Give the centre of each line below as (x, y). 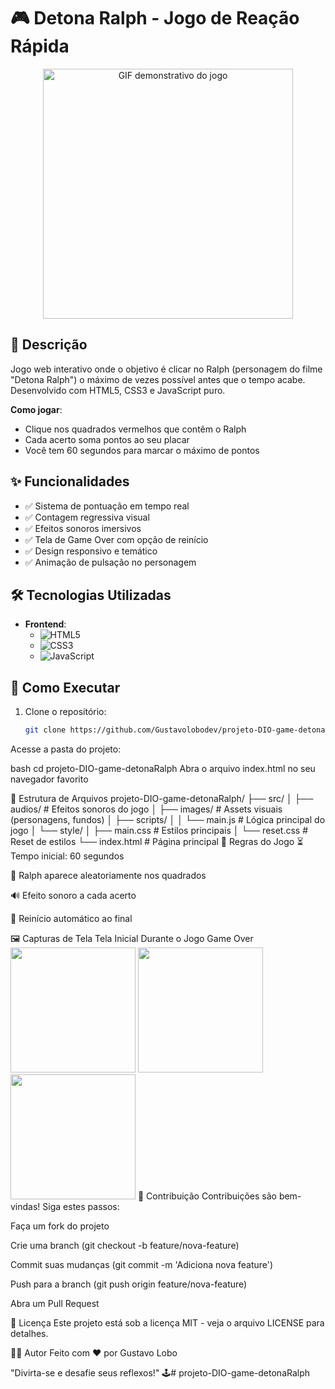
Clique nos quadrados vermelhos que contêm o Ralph (135, 429)
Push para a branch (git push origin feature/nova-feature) (129, 1284)
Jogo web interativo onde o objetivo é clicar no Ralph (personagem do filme (166, 369)
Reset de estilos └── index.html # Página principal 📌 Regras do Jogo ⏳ (157, 842)
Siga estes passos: (81, 1207)
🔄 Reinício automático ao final (71, 919)
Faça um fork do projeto (60, 1226)
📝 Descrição (49, 345)
